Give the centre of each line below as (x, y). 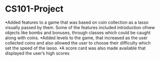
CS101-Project (34, 9)
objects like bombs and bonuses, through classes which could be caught (78, 32)
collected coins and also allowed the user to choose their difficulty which (78, 43)
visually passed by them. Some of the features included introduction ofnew (80, 27)
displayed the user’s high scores (37, 53)
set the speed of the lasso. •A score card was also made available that (75, 48)
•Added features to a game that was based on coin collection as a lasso (77, 22)
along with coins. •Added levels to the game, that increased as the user (76, 38)
